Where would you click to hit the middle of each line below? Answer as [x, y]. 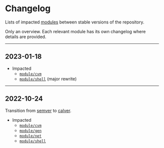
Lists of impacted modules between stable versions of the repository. [75, 22]
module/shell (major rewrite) [48, 79]
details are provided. [26, 37]
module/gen [31, 131]
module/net [31, 136]
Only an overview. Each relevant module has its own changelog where [75, 31]
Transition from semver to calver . [38, 110]
